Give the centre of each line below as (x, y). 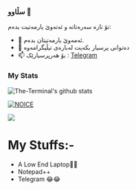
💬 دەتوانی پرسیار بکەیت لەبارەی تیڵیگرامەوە (73, 48)
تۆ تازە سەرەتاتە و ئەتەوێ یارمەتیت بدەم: (60, 27)
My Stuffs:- (41, 145)
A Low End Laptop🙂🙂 (48, 164)
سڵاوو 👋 (20, 12)
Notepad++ (34, 171)
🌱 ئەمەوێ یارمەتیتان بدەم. (51, 40)
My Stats (23, 76)
